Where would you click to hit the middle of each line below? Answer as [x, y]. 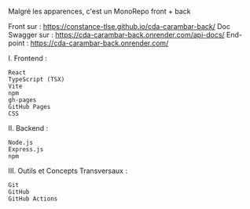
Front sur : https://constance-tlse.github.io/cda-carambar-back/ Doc [119, 26]
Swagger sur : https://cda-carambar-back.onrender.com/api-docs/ [117, 35]
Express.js [26, 150]
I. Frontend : [28, 58]
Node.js [21, 142]
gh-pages [22, 100]
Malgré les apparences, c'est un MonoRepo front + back [99, 11]
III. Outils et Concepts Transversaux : [68, 171]
